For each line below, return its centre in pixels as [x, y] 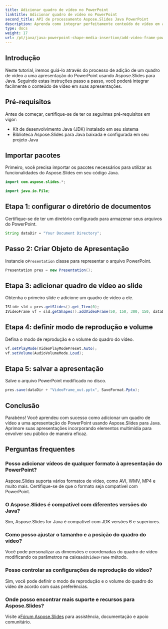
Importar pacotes [33, 155]
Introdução [23, 58]
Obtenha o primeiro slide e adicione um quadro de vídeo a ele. [69, 298]
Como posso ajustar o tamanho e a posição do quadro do [76, 534]
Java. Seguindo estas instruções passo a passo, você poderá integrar [77, 81]
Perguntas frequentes [40, 449]
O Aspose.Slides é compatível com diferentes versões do [76, 504]
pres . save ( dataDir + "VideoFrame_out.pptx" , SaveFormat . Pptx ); [72, 390]
